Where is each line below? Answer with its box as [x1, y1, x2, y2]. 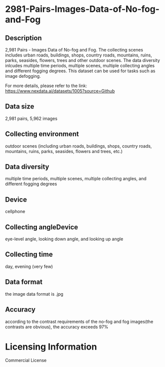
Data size [5, 103, 34, 111]
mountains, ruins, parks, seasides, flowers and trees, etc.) [5, 148, 123, 154]
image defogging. [5, 73, 41, 79]
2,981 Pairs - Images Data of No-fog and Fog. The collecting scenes [5, 47, 143, 52]
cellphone [5, 209, 26, 214]
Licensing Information [5, 341, 97, 352]
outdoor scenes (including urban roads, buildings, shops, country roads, [5, 143, 152, 149]
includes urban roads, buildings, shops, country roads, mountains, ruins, [5, 52, 152, 58]
